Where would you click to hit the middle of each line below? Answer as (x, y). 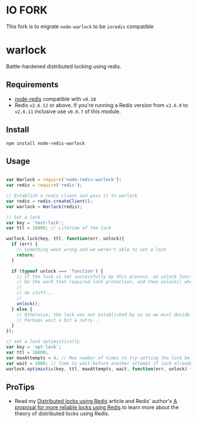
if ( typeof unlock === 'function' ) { (57, 271)
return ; (26, 255)
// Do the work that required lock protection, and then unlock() (99, 282)
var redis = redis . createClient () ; (50, 201)
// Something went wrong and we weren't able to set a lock (91, 250)
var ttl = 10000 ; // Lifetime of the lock (59, 228)
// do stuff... (35, 293)
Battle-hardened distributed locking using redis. (64, 66)
